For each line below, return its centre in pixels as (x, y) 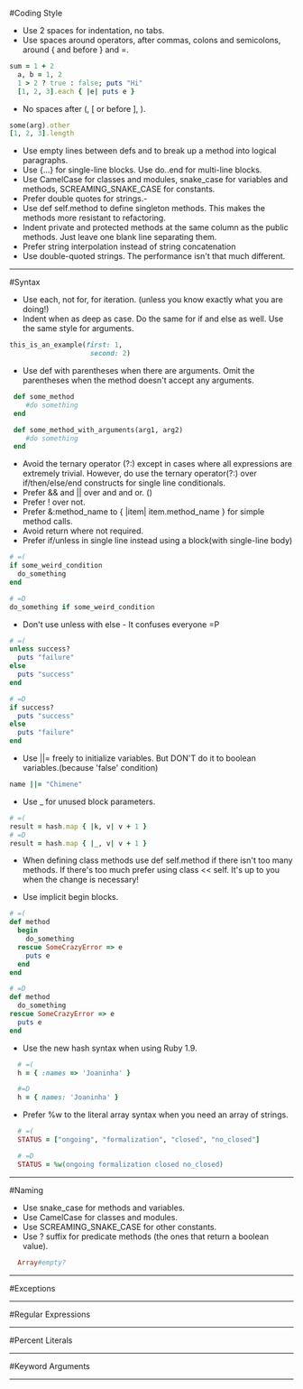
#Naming (26, 1190)
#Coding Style (36, 13)
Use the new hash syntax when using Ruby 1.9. (110, 1048)
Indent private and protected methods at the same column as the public (155, 227)
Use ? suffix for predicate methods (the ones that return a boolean (145, 1236)
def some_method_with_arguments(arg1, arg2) (98, 430)
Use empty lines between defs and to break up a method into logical (149, 151)
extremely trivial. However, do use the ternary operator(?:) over (139, 474)
